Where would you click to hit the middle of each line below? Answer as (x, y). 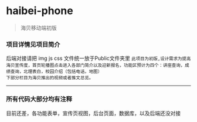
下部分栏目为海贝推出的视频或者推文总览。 (50, 78)
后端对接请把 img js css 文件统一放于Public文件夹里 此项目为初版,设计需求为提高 (98, 58)
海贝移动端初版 (38, 28)
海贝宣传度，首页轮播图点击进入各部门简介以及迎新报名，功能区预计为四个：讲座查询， (96, 66)
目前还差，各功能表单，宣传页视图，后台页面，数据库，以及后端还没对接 (93, 113)
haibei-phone (40, 11)
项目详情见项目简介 (33, 44)
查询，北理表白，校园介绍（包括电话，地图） (56, 72)
